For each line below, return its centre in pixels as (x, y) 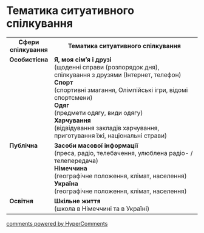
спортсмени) (73, 97)
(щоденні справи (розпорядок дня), (107, 67)
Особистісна (29, 60)
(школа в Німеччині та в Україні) (102, 209)
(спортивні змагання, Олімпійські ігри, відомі (121, 90)
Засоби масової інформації (96, 145)
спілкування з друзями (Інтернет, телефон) (117, 75)
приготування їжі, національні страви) (110, 136)
